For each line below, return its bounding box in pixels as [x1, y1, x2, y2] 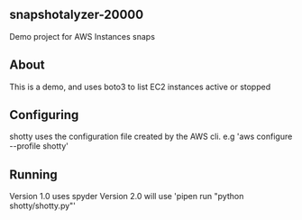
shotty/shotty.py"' [9, 200, 77, 211]
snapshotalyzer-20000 [9, 7, 144, 23]
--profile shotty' [9, 141, 69, 151]
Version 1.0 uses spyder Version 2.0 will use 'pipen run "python [9, 191, 244, 202]
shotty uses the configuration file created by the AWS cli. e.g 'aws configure [9, 131, 293, 142]
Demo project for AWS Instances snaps [9, 31, 156, 41]
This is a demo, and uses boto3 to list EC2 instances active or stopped [9, 81, 271, 92]
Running [9, 167, 59, 182]
